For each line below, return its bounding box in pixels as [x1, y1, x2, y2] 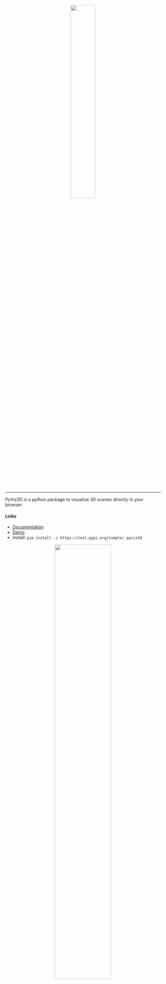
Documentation [12, 524, 44, 530]
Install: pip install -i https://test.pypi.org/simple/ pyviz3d [12, 535, 142, 541]
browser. [5, 502, 23, 508]
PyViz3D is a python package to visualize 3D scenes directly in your [5, 497, 144, 502]
